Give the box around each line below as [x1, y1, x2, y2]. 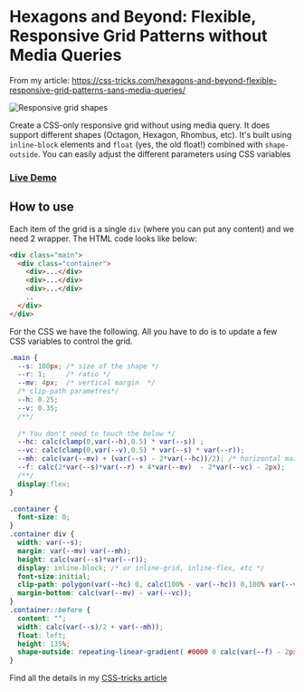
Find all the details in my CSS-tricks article [9, 673, 167, 684]
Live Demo [9, 171, 57, 183]
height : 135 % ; [17, 639, 71, 648]
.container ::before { [9, 606, 91, 615]
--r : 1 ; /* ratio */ [17, 370, 111, 379]
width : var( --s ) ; [17, 538, 83, 548]
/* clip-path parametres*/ [17, 387, 119, 396]
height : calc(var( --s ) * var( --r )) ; [17, 555, 147, 564]
